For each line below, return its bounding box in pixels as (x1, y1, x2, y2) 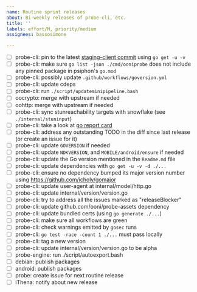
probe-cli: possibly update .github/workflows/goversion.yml (15, 74, 167, 81)
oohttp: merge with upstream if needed (15, 101, 114, 108)
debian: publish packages (15, 258, 80, 265)
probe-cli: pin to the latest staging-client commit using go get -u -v (15, 54, 185, 61)
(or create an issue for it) (15, 135, 78, 142)
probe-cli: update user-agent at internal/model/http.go (15, 182, 152, 190)
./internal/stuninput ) (15, 115, 72, 122)
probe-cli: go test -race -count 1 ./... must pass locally (15, 231, 163, 238)
